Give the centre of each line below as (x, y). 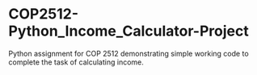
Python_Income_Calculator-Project (128, 31)
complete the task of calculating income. (76, 62)
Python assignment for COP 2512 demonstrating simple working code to (128, 53)
